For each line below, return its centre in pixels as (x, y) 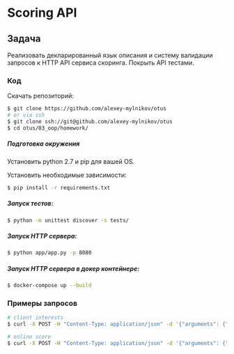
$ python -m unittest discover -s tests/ (68, 220)
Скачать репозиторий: (41, 96)
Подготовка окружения (44, 144)
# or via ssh (26, 115)
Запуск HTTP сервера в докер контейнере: (73, 268)
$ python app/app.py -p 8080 (49, 253)
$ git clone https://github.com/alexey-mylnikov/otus (87, 109)
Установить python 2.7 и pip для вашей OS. (71, 161)
